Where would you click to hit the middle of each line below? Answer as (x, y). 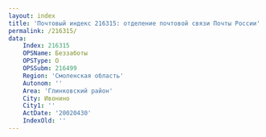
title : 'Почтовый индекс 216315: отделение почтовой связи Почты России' (135, 23)
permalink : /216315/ (43, 31)
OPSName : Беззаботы (55, 53)
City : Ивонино (46, 98)
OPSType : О (41, 61)
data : (17, 38)
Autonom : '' (43, 83)
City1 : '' (39, 106)
